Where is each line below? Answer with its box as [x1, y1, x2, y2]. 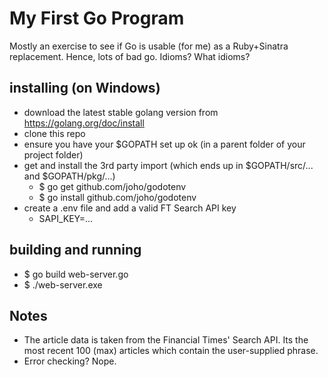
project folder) [23, 148, 84, 161]
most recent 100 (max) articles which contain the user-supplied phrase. [23, 345, 319, 357]
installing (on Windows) [9, 80, 161, 97]
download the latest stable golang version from [23, 106, 219, 118]
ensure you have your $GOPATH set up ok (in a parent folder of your [23, 138, 306, 150]
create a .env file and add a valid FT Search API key [23, 202, 237, 214]
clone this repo [23, 127, 86, 139]
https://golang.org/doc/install [23, 117, 145, 129]
